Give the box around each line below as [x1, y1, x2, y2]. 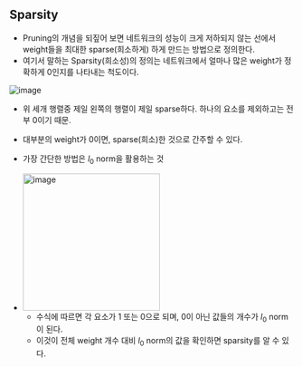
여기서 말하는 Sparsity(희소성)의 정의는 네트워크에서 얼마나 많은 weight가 [22, 54, 283, 66]
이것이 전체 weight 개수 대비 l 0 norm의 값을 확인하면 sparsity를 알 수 [35, 335, 280, 348]
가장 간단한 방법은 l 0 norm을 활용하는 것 [22, 153, 165, 166]
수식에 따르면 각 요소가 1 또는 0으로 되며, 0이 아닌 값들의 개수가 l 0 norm [35, 311, 289, 324]
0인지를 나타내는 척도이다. [46, 66, 139, 77]
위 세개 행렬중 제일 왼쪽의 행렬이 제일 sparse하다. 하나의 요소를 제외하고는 [22, 103, 285, 114]
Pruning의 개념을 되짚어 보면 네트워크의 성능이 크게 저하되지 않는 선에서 [22, 32, 276, 43]
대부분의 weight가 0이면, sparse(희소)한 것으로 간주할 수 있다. [22, 133, 243, 144]
